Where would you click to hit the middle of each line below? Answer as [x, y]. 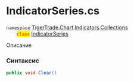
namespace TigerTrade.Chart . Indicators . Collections [67, 27]
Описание [19, 45]
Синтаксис [23, 61]
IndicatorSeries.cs [53, 11]
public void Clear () [32, 73]
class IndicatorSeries [42, 33]
